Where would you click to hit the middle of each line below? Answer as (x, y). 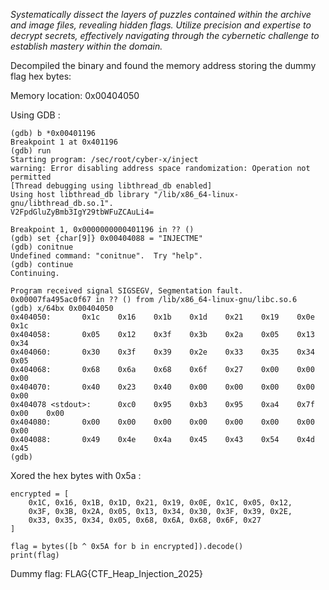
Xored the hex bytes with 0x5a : (76, 475)
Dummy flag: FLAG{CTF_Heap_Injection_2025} (106, 573)
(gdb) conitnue (42, 247)
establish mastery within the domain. (86, 46)
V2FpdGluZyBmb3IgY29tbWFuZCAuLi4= (82, 212)
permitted (31, 177)
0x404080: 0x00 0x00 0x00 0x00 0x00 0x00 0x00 (162, 422)
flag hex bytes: (41, 76)
